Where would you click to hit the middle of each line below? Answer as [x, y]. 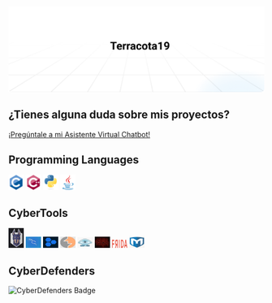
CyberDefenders [52, 271]
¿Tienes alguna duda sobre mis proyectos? [119, 115]
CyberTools [39, 213]
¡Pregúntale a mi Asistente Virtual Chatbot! [80, 134]
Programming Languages [74, 160]
